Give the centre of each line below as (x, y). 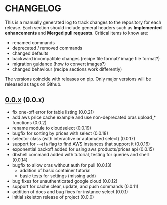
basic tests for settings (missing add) (58, 176)
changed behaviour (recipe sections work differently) (67, 69)
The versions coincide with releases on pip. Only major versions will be (78, 79)
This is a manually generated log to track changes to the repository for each (83, 22)
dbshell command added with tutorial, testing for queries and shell (80, 154)
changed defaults (30, 53)
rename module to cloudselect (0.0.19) (52, 128)
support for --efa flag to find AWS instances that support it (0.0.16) (81, 144)
